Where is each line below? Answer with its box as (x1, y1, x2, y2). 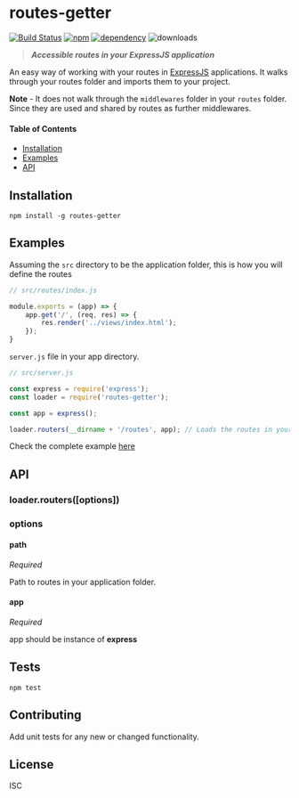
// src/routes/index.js (9, 286, 98, 295)
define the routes (9, 268, 73, 279)
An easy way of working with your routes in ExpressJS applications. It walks (9, 66, 288, 77)
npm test (9, 683, 42, 692)
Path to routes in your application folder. (9, 576, 157, 587)
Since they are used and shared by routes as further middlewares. (9, 102, 252, 113)
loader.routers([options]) (9, 493, 120, 506)
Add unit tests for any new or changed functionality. (9, 731, 200, 742)
